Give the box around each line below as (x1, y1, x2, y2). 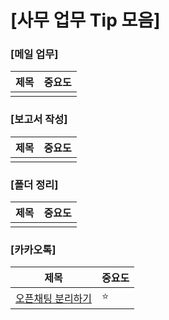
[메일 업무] (10, 47, 59, 61)
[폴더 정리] (10, 177, 59, 191)
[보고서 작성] (10, 112, 68, 126)
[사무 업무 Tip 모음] (10, 9, 161, 32)
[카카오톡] (10, 243, 57, 256)
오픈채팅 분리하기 (15, 291, 93, 305)
